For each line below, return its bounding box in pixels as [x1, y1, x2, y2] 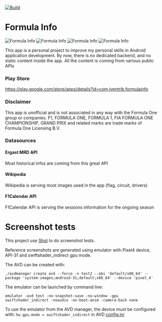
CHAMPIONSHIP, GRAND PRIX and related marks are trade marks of [5, 120, 142, 126]
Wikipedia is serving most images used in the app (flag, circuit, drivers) [5, 182, 148, 188]
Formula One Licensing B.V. [5, 125, 61, 131]
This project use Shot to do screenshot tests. [5, 237, 95, 243]
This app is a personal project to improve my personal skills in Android [5, 47, 146, 53]
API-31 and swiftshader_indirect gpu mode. [5, 252, 91, 258]
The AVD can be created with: [5, 262, 65, 267]
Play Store [5, 75, 30, 82]
